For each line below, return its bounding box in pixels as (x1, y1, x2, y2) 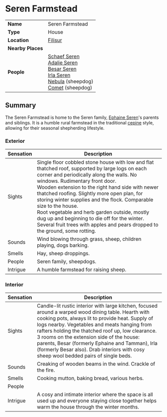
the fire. (37, 367, 55, 374)
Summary (5, 101, 36, 110)
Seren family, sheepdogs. (37, 258, 97, 265)
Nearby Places (7, 44, 43, 51)
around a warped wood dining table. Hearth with (37, 309, 150, 316)
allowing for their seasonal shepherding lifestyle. (5, 125, 105, 131)
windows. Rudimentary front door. (37, 178, 117, 185)
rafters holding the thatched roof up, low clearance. (37, 328, 157, 335)
